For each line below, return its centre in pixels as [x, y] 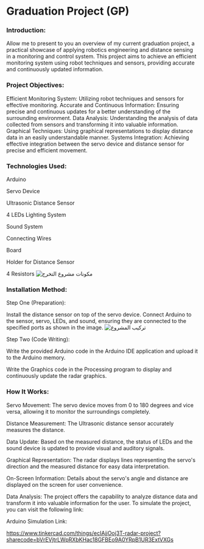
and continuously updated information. [55, 69]
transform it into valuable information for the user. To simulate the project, [99, 503]
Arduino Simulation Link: [37, 521]
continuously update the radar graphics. [57, 376]
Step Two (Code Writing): [38, 339]
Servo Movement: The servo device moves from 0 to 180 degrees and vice [100, 405]
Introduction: [26, 30]
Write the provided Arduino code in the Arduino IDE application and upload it [102, 351]
